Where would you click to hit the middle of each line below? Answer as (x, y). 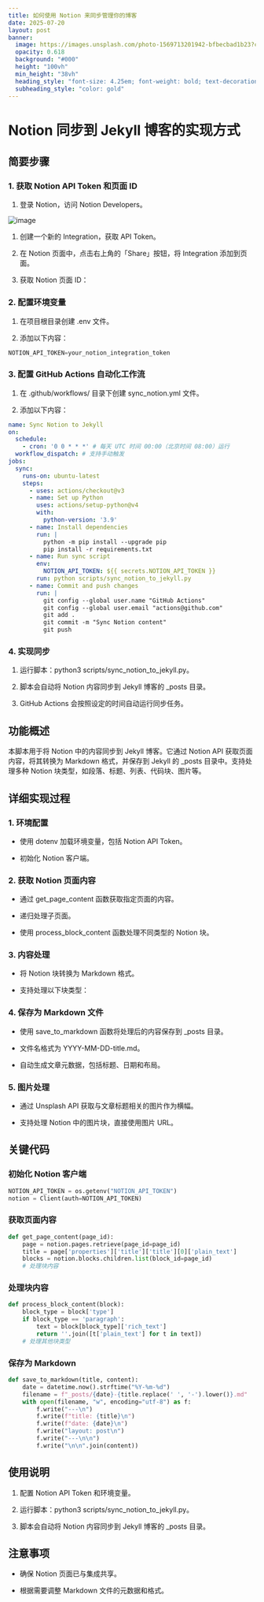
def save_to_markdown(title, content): (73, 1380)
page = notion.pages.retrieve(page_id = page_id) (101, 1244)
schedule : (31, 439)
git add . (59, 615)
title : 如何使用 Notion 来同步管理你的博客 (73, 15)
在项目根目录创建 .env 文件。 (66, 321)
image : (26, 45)
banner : (21, 37)
